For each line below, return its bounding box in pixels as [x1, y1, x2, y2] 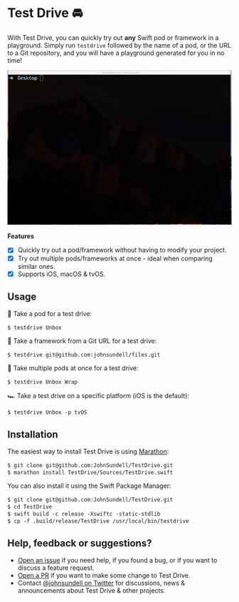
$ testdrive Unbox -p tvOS [7, 409, 87, 417]
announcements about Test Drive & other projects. [17, 586, 166, 595]
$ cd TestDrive [7, 504, 53, 511]
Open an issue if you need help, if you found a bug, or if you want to [17, 556, 218, 565]
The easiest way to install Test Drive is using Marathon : [7, 447, 169, 456]
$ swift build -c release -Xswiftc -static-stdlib [7, 511, 161, 518]
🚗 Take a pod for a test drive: [7, 310, 92, 318]
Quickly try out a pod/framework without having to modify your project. [17, 246, 227, 255]
